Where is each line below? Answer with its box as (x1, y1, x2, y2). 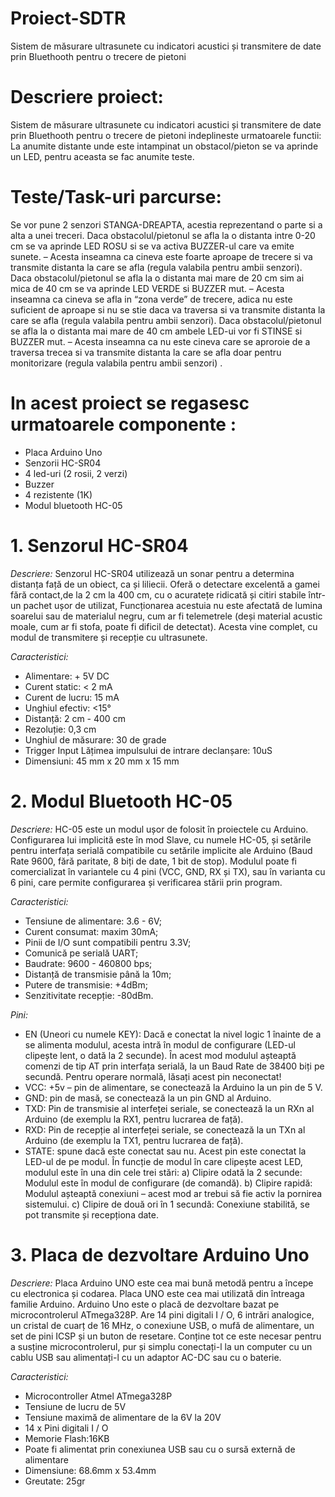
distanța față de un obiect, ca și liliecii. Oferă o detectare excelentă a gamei (10, 578, 320, 590)
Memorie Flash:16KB (24, 1432, 110, 1444)
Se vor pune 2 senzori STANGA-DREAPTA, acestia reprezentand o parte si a (10, 218, 323, 231)
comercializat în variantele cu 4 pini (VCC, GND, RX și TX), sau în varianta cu (10, 865, 326, 877)
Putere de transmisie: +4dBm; (24, 978, 148, 991)
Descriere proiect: (10, 86, 164, 109)
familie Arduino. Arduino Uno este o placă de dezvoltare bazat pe (10, 1298, 280, 1310)
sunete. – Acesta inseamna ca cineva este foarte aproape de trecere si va (10, 250, 313, 262)
